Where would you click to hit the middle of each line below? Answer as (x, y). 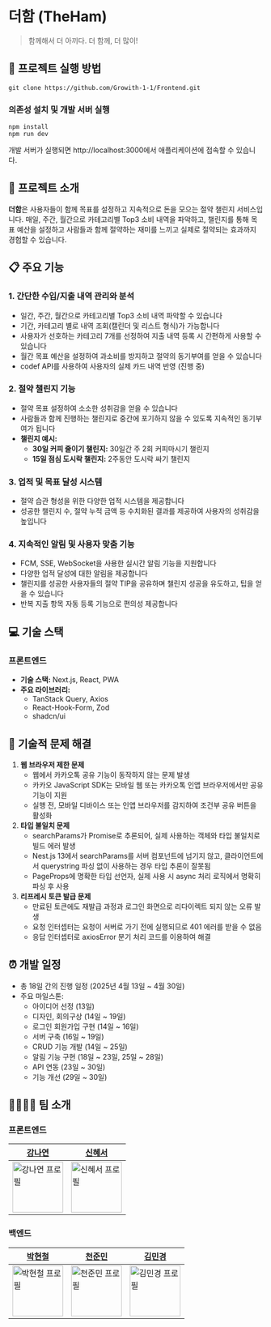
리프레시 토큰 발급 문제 (55, 896)
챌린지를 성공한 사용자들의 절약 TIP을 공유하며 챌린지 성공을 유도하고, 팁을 (137, 583)
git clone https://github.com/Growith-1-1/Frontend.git (104, 87)
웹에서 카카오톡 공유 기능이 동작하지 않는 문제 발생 (111, 774)
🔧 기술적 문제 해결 (50, 743)
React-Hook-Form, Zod (71, 708)
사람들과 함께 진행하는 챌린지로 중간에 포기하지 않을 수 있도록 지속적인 (130, 418)
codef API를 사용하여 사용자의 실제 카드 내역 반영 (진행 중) (112, 366)
